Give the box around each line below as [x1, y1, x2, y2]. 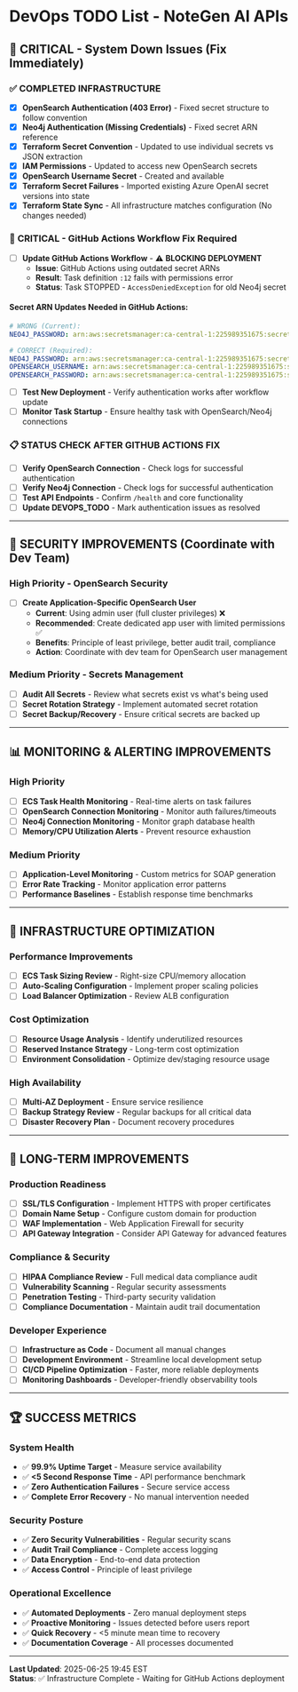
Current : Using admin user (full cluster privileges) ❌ [35, 607, 226, 619]
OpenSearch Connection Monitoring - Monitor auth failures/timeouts [21, 806, 277, 817]
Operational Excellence [9, 1587, 112, 1600]
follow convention [21, 112, 88, 123]
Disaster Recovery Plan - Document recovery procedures [21, 1117, 235, 1128]
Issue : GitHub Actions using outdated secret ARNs [35, 262, 220, 273]
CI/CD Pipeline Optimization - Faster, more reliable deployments [21, 1364, 260, 1375]
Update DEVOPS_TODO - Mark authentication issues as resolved [21, 502, 261, 513]
